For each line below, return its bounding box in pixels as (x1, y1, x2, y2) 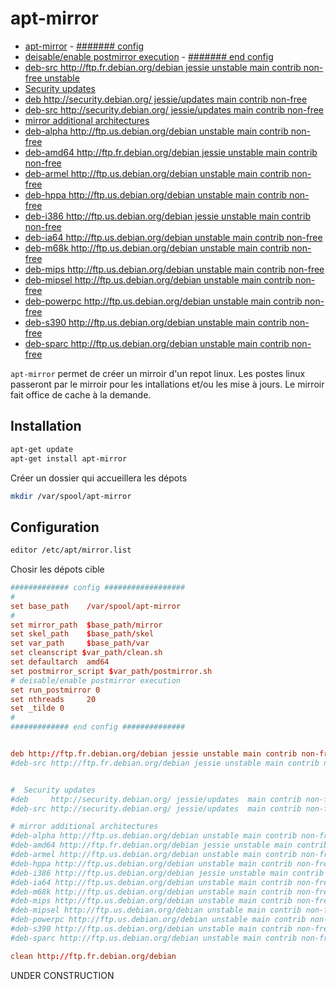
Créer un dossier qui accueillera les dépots (10, 472, 188, 484)
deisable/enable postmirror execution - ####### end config (24, 50, 274, 62)
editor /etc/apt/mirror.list (10, 545, 132, 556)
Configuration (10, 518, 100, 536)
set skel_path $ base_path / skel (10, 629, 155, 639)
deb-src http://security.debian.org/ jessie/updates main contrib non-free (24, 103, 325, 116)
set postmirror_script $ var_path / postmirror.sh (10, 666, 213, 676)
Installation (10, 418, 82, 435)
